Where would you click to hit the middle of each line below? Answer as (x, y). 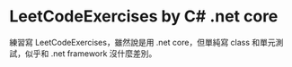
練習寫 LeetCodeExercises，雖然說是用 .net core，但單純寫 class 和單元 (142, 42)
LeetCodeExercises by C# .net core (144, 17)
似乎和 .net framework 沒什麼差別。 (91, 53)
